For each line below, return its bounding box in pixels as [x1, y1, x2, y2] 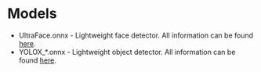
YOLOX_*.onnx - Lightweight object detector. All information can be [18, 47, 236, 56]
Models [7, 5, 57, 23]
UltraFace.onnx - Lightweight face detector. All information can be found [18, 31, 254, 40]
